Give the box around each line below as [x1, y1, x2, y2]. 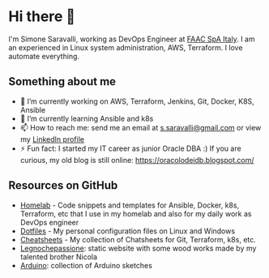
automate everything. [8, 51, 79, 61]
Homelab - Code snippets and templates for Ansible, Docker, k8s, [19, 200, 240, 210]
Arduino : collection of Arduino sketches [19, 260, 152, 270]
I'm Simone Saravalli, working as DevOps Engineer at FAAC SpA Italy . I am [8, 34, 255, 44]
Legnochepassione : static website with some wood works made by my [19, 243, 257, 253]
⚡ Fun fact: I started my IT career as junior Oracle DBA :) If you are [19, 143, 241, 153]
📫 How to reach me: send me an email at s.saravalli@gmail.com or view [19, 122, 262, 132]
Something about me [8, 75, 116, 88]
